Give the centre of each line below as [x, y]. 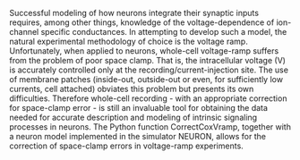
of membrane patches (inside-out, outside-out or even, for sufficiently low [146, 79]
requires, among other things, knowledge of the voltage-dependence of [142, 22]
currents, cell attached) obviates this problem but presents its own [132, 89]
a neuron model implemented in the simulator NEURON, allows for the [138, 136]
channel [24, 32]
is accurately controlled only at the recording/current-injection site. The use [149, 70]
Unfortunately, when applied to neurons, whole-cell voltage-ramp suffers [144, 51]
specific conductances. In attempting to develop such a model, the [164, 32]
